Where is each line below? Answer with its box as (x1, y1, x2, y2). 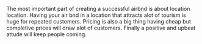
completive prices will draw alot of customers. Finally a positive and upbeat (6, 24, 196, 31)
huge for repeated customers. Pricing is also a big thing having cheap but (6, 18, 191, 25)
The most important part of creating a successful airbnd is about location (6, 5, 190, 12)
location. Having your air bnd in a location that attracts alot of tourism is (6, 11, 186, 19)
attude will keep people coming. (6, 31, 87, 38)
